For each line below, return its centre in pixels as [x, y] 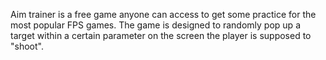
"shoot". [27, 46]
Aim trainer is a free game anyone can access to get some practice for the [163, 14]
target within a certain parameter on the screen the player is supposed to [161, 35]
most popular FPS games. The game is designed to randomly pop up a [155, 25]
